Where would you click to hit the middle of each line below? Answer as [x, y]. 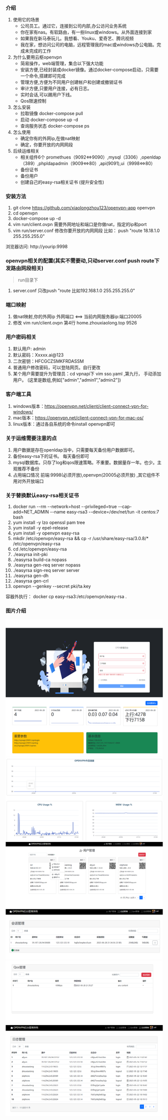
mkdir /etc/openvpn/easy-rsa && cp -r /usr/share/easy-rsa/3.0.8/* [81, 538]
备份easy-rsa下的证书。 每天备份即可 [51, 456]
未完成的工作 [38, 51]
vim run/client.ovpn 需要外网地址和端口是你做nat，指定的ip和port [80, 224]
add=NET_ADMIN [31, 512]
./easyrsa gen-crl [31, 581]
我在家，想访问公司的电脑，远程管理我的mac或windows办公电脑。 [88, 45]
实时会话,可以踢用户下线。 [47, 95]
